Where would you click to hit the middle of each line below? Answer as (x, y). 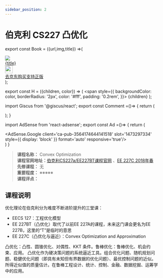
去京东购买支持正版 (24, 76)
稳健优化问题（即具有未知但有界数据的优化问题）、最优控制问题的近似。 (85, 259)
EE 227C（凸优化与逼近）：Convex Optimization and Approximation (79, 236)
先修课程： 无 (30, 166)
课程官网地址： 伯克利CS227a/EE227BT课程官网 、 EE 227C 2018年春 (85, 160)
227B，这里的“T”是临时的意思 (42, 230)
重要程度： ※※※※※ (35, 172)
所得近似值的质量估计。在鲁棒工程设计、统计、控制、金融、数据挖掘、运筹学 (81, 265)
